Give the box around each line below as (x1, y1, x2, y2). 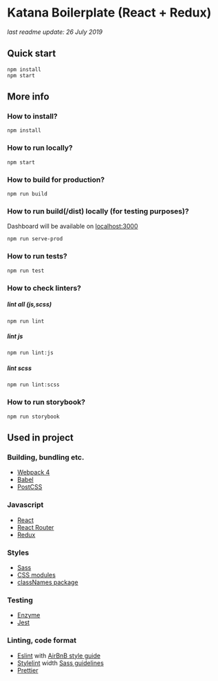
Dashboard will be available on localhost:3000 (7, 222, 139, 231)
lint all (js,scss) (7, 300, 52, 309)
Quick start (7, 48, 56, 59)
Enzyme (17, 611, 41, 620)
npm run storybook (7, 413, 60, 420)
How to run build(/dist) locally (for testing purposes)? (7, 206, 189, 215)
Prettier (17, 666, 39, 674)
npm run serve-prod (7, 236, 63, 242)
